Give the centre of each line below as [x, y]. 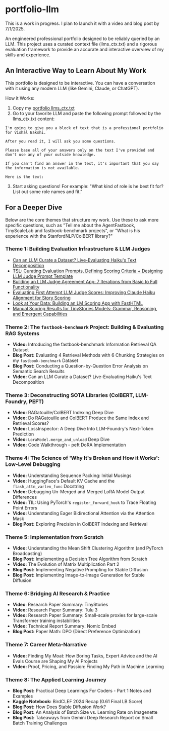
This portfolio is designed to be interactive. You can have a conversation [80, 83]
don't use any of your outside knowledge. [50, 155]
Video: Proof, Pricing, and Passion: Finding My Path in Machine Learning [88, 666]
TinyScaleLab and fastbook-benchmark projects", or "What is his [73, 230]
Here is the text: [24, 177]
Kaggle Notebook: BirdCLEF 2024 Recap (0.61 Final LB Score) [77, 701]
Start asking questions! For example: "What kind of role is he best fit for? [88, 186]
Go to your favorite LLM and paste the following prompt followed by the [87, 113]
